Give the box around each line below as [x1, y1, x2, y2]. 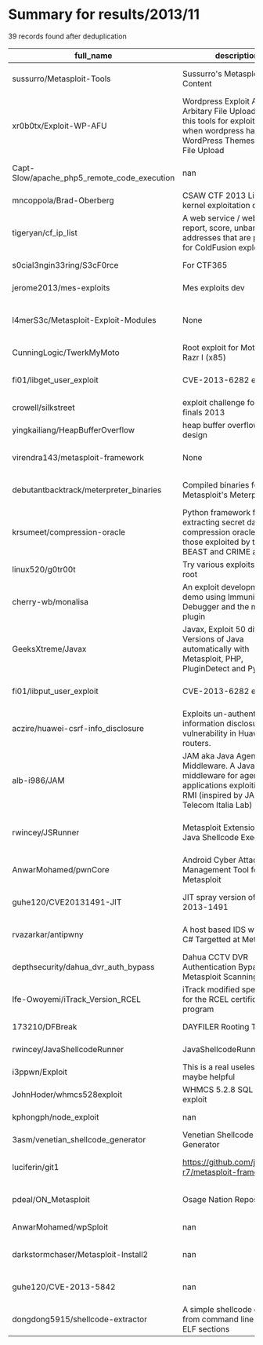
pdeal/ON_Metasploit [12, 1193, 90, 1204]
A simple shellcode [182, 1303, 253, 1314]
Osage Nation [182, 1193, 233, 1204]
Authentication [182, 961, 236, 972]
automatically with [182, 643, 250, 654]
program [182, 1003, 214, 1014]
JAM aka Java [182, 750, 235, 761]
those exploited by [182, 536, 250, 547]
